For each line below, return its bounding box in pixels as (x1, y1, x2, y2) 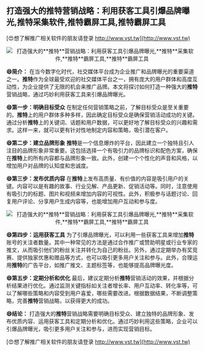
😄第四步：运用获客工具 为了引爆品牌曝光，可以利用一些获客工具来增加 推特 (6, 231, 194, 238)
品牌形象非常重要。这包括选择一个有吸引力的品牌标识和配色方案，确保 (22, 146, 198, 154)
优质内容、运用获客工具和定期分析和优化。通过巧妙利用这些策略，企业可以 (11, 318, 198, 325)
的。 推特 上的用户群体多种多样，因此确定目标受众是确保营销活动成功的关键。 (6, 111, 198, 118)
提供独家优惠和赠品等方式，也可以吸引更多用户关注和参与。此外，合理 (16, 254, 192, 261)
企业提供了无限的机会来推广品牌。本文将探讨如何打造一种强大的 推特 (27, 83, 198, 90)
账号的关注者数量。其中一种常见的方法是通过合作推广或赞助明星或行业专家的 (6, 239, 198, 246)
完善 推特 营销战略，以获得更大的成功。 (16, 297, 113, 304)
